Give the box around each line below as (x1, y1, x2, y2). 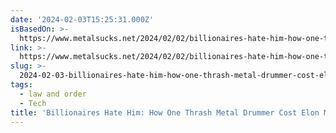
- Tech (19, 98, 47, 108)
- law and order (19, 89, 87, 99)
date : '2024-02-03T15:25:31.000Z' (10, 14, 155, 25)
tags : (10, 80, 33, 90)
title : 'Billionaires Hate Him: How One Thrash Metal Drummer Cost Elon (10, 107, 320, 118)
